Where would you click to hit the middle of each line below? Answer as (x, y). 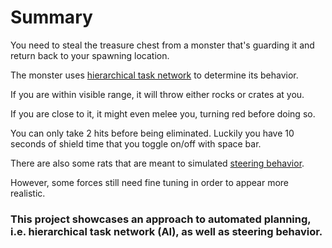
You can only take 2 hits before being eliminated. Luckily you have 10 (152, 133)
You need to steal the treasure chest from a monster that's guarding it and (162, 45)
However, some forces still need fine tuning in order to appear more (150, 182)
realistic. (28, 193)
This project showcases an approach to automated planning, (161, 219)
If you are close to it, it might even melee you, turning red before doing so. (163, 113)
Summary (51, 17)
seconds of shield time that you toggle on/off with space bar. (136, 143)
